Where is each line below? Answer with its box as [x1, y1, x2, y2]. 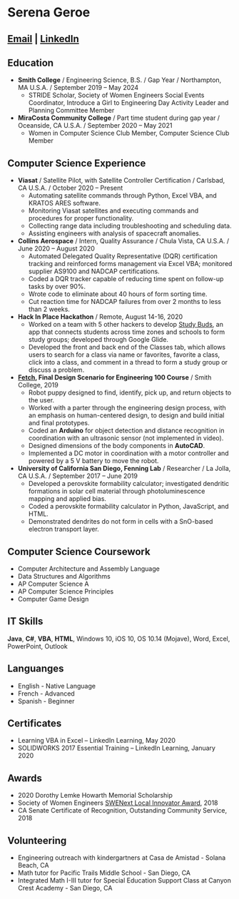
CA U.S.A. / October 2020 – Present [17, 183, 123, 193]
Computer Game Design [17, 595, 89, 604]
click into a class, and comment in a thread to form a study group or [28, 358, 228, 367]
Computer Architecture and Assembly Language [17, 564, 161, 573]
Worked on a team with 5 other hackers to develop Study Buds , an [28, 320, 223, 329]
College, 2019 [17, 381, 59, 390]
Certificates [7, 718, 62, 730]
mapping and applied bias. [28, 494, 107, 503]
